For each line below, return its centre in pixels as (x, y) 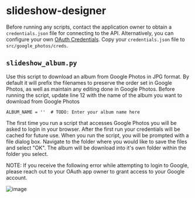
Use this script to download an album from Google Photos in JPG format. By (97, 77)
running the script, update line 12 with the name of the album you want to (94, 95)
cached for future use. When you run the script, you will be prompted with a (97, 135)
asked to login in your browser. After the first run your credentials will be (93, 129)
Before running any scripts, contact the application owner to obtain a (89, 27)
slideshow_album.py (42, 63)
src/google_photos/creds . (37, 46)
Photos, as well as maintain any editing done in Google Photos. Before (90, 89)
